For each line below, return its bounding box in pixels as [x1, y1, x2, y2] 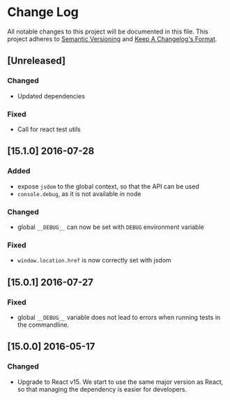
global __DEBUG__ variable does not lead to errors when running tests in [17, 313, 221, 321]
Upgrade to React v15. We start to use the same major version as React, [17, 378, 224, 386]
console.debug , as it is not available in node [17, 189, 141, 198]
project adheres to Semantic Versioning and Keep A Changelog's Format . [7, 34, 217, 43]
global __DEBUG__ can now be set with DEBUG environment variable [17, 223, 204, 231]
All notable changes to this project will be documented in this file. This [7, 27, 209, 36]
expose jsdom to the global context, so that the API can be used [17, 182, 200, 191]
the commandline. [17, 320, 70, 329]
